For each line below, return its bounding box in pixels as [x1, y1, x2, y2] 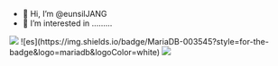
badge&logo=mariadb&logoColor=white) [9, 47, 161, 57]
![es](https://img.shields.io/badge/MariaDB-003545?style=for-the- [20, 37, 269, 46]
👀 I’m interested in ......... [22, 18, 113, 29]
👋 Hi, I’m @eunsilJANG [22, 9, 107, 19]
